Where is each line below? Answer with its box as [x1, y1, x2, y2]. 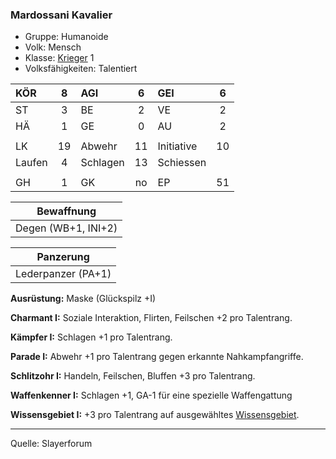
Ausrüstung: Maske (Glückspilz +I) [10, 293, 157, 305]
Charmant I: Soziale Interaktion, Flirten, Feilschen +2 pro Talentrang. [10, 312, 293, 324]
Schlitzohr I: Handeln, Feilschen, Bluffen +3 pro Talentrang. [10, 370, 256, 382]
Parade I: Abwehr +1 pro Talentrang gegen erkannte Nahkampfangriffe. [10, 351, 304, 363]
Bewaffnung [36, 204, 97, 218]
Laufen [15, 156, 48, 170]
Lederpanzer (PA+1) [15, 267, 112, 281]
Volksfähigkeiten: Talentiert [24, 63, 138, 75]
